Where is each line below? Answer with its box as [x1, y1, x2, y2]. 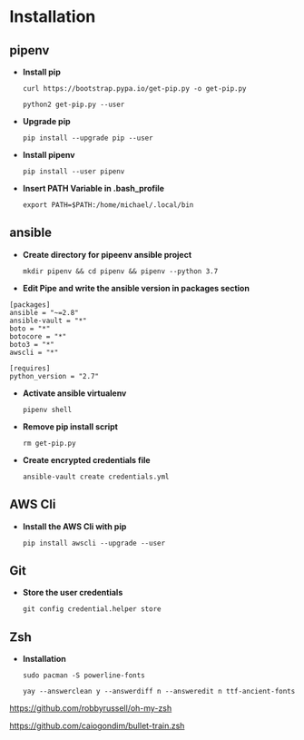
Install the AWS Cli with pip [22, 520, 127, 532]
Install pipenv [22, 150, 75, 160]
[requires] [9, 363, 51, 373]
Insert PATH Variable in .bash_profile [22, 183, 165, 193]
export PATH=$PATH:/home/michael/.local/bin [22, 201, 194, 210]
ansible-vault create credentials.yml [22, 472, 170, 481]
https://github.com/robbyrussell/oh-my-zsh [9, 703, 172, 714]
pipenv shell [22, 405, 73, 414]
